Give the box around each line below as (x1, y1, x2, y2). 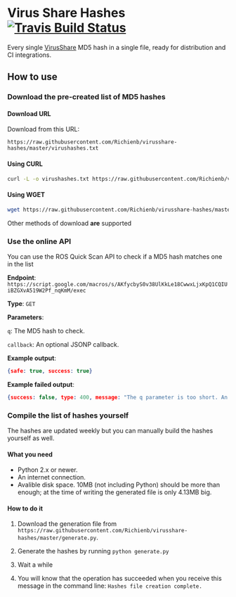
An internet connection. (17, 473, 86, 482)
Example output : (7, 354, 56, 362)
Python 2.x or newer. (17, 466, 79, 474)
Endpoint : (7, 273, 37, 282)
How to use (7, 71, 58, 83)
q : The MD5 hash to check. (7, 326, 86, 335)
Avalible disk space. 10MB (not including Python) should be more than (17, 480, 221, 489)
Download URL (7, 109, 51, 117)
